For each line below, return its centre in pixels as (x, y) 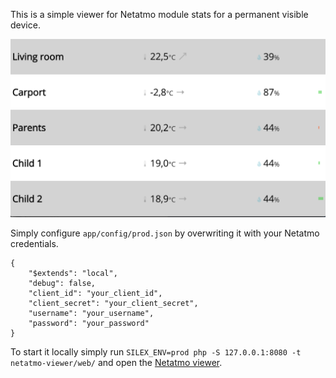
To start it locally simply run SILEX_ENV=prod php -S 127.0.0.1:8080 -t (156, 351)
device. (25, 25)
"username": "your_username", (91, 313)
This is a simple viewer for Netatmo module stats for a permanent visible (159, 14)
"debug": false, (62, 283)
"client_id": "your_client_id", (95, 293)
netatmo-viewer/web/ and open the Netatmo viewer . (116, 362)
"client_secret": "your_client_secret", (113, 303)
